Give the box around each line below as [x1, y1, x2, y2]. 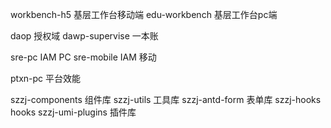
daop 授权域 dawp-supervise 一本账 [10, 30, 159, 42]
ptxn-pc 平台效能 [10, 73, 82, 84]
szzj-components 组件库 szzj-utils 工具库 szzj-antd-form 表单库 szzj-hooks [10, 94, 322, 105]
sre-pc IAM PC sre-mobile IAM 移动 [10, 51, 157, 63]
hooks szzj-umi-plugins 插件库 [10, 106, 137, 118]
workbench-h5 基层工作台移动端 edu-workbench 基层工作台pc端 [10, 9, 278, 20]
